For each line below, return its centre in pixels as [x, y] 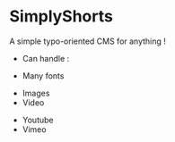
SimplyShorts [61, 17]
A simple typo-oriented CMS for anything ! [87, 41]
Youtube [38, 120]
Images [36, 93]
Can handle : [46, 58]
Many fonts [43, 75]
